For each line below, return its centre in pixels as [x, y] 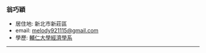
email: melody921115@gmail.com [57, 31]
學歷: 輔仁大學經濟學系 [44, 38]
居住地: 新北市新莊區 [41, 24]
